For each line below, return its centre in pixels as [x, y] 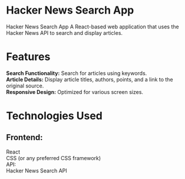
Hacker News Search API [37, 170]
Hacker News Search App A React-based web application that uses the [92, 27]
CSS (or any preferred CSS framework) [54, 158]
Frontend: [24, 137]
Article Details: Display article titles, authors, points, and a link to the [90, 79]
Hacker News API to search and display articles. [64, 32]
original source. [25, 86]
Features [28, 57]
